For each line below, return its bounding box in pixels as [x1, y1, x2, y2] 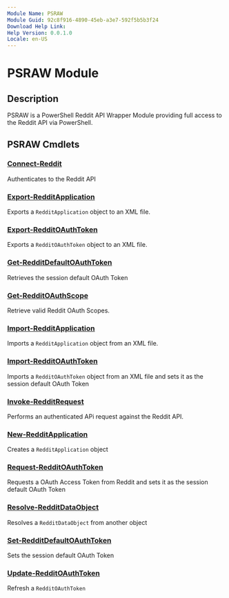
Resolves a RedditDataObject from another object [7, 518, 148, 526]
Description [7, 92, 59, 104]
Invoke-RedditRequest [7, 397, 84, 406]
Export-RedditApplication [7, 192, 95, 201]
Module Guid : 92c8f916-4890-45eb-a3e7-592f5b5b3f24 [7, 17, 159, 23]
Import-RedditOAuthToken [7, 357, 98, 366]
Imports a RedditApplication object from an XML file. [7, 339, 159, 348]
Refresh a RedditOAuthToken [7, 584, 86, 592]
